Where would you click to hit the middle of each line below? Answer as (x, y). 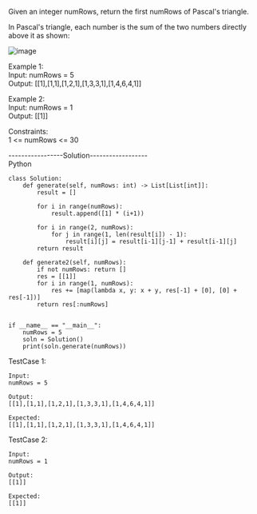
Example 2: (27, 99)
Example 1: (26, 66)
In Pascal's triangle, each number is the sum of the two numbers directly (128, 27)
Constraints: (28, 131)
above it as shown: (39, 36)
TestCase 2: (28, 440)
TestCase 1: (27, 361)
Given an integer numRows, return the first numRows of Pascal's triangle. (128, 12)
